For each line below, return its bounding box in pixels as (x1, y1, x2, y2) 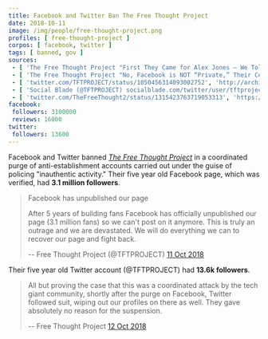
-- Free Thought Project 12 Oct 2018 (27, 321, 147, 331)
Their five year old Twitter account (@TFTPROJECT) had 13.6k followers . (8, 265, 250, 274)
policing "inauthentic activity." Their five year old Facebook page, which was (8, 169, 260, 179)
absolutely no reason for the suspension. (27, 305, 163, 315)
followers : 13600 (11, 130, 69, 138)
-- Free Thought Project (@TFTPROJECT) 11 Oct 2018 (27, 249, 205, 259)
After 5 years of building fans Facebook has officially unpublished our (27, 208, 257, 218)
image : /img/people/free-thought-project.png (8, 26, 162, 34)
